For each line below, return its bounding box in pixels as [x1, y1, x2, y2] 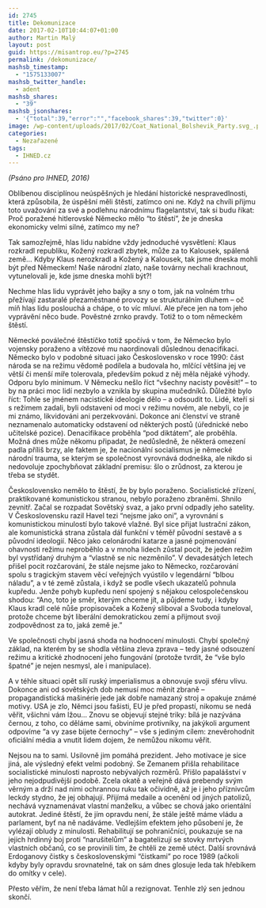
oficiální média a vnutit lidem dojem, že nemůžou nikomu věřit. [8, 735, 212, 745]
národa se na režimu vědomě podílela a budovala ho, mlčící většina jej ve [8, 361, 246, 371]
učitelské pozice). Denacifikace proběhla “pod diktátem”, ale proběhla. [8, 429, 237, 438]
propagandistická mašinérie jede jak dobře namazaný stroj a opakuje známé [8, 693, 257, 703]
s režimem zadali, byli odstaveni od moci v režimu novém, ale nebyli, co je [8, 403, 249, 413]
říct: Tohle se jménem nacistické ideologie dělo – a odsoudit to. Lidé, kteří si [8, 395, 255, 404]
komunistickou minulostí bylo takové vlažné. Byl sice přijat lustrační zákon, [8, 520, 252, 529]
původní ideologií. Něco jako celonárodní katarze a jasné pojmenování [8, 536, 237, 546]
